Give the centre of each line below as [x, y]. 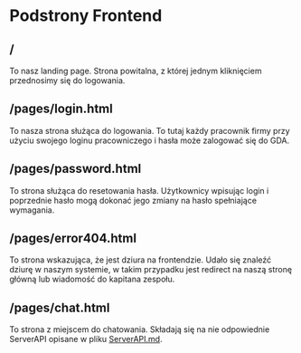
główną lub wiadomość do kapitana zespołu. [92, 279]
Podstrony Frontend [86, 16]
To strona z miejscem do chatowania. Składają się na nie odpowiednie [140, 329]
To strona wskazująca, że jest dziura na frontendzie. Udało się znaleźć [141, 260]
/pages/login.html [61, 109]
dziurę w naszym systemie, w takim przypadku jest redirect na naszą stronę [150, 270]
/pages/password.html [75, 169]
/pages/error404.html [73, 239]
